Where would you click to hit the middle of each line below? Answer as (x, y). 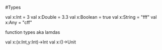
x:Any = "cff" (19, 22)
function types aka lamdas (33, 32)
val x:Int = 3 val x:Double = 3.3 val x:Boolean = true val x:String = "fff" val (81, 17)
